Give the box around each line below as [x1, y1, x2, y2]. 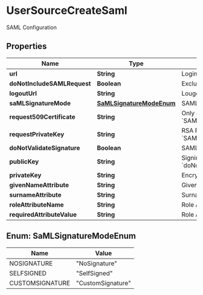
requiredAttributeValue [9, 210, 77, 219]
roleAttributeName [9, 201, 65, 209]
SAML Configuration [6, 24, 57, 31]
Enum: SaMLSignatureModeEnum [6, 231, 136, 241]
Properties [6, 41, 47, 51]
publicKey [9, 157, 39, 165]
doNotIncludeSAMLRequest [9, 79, 91, 88]
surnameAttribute [9, 190, 62, 199]
